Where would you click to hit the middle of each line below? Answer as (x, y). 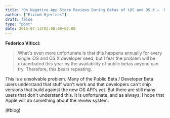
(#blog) (13, 110)
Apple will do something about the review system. (57, 101)
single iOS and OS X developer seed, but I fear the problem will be (87, 58)
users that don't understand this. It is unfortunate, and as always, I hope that (85, 95)
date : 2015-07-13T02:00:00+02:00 (40, 29)
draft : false (19, 19)
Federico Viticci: (23, 43)
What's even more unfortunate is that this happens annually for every (90, 53)
